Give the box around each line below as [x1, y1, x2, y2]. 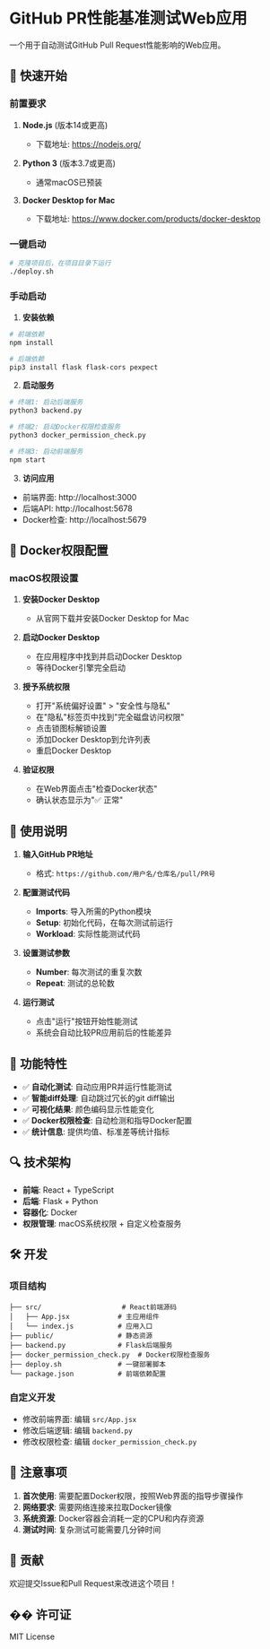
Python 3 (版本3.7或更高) [22, 158, 117, 169]
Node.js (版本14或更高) [22, 119, 109, 130]
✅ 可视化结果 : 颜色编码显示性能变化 [22, 1104, 154, 1115]
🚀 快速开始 [9, 68, 67, 83]
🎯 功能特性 [9, 1055, 67, 1072]
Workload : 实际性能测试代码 [35, 929, 141, 940]
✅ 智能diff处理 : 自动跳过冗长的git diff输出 [22, 1093, 176, 1104]
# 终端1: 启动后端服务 [9, 398, 83, 407]
